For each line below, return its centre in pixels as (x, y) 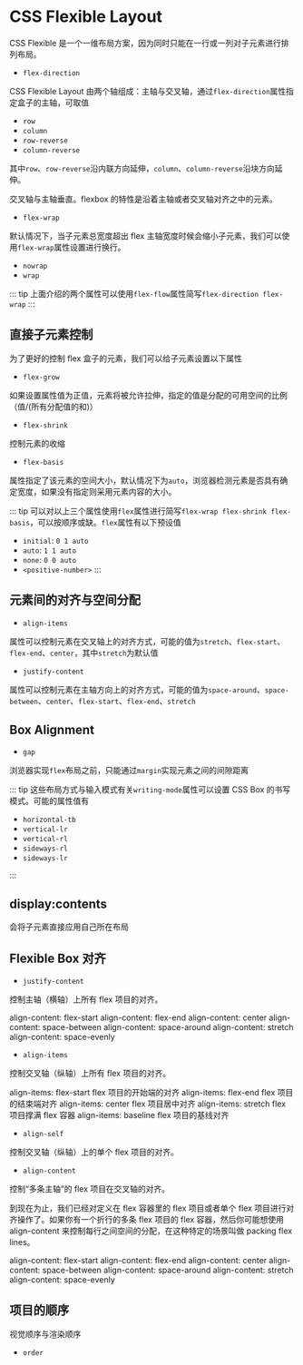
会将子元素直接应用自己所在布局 (69, 927)
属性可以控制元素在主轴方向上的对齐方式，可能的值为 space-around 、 (137, 689)
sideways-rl (45, 849)
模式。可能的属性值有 (49, 801)
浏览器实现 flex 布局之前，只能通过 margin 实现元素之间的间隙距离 (129, 771)
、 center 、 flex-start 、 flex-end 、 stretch (117, 701)
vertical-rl (45, 840)
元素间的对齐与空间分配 (75, 600)
